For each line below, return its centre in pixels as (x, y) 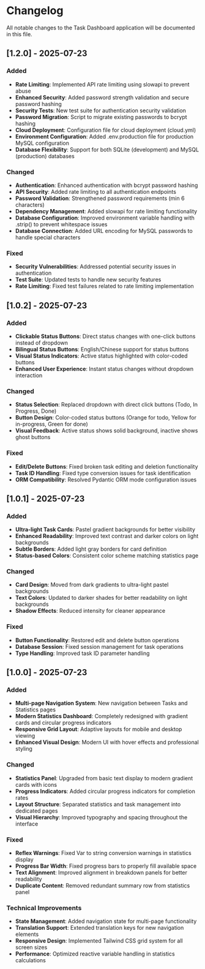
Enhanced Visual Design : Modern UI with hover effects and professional (107, 742)
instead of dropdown (42, 343)
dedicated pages (36, 811)
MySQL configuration (42, 143)
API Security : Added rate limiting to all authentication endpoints (95, 191)
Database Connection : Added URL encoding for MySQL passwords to (104, 231)
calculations (30, 960)
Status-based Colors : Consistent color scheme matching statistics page (107, 556)
